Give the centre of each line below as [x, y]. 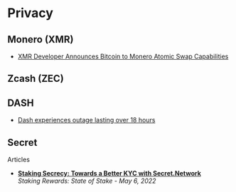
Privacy [30, 13]
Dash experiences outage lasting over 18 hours [86, 120]
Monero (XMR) [41, 39]
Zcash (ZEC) [36, 79]
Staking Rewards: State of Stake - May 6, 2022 [87, 181]
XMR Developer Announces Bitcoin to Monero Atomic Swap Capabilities [123, 56]
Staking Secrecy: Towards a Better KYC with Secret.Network [109, 174]
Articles [19, 160]
